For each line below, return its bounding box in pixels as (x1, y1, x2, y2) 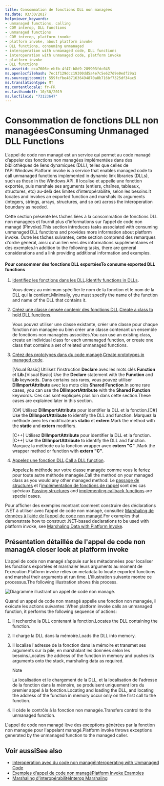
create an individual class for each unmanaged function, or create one (12, 337, 154, 343)
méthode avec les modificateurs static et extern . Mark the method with (12, 418, 155, 424)
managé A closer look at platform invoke (5, 545, 129, 554)
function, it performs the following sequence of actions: (5, 609, 117, 614)
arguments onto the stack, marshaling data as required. (12, 658, 123, 664)
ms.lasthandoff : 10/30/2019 (5, 89, 62, 94)
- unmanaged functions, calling (5, 21, 71, 26)
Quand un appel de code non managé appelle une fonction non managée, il (5, 598, 157, 604)
